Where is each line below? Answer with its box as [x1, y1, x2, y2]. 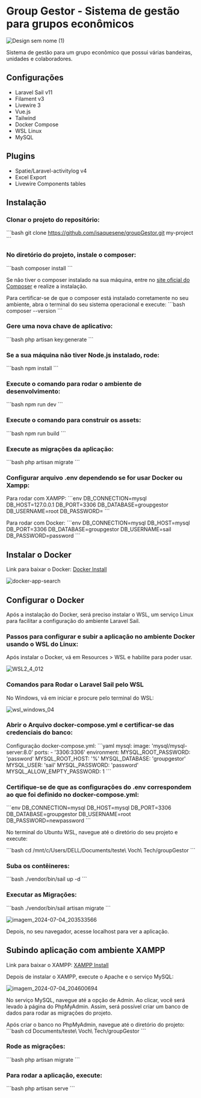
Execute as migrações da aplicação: [6, 445, 114, 453]
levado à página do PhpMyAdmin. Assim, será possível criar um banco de [6, 1003, 188, 1010]
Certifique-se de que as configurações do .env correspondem [6, 783, 191, 791]
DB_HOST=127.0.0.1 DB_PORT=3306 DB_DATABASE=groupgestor [6, 501, 169, 508]
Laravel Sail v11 [14, 89, 53, 96]
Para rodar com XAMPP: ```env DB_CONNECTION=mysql [6, 495, 147, 502]
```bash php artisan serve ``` [6, 1085, 75, 1092]
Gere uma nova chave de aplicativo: [6, 322, 113, 330]
